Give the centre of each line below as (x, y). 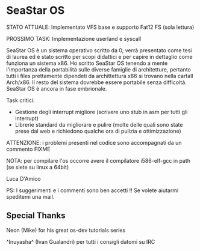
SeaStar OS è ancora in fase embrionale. (57, 88)
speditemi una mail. (30, 196)
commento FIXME (28, 149)
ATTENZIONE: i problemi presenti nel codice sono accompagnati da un (94, 142)
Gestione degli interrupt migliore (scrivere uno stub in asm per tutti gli (101, 112)
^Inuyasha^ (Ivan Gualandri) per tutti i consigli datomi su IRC (81, 241)
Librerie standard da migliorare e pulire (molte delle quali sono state (99, 124)
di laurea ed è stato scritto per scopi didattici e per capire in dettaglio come (99, 56)
